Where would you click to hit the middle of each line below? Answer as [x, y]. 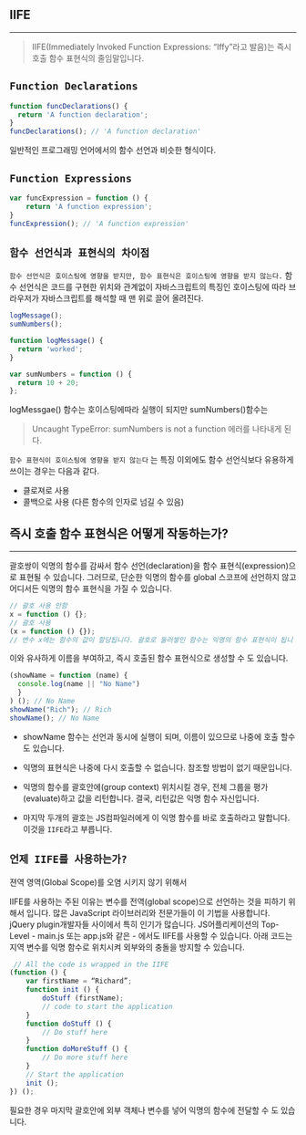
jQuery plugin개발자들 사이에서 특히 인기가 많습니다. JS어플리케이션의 [134, 924]
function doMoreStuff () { [77, 1049]
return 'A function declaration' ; [83, 115]
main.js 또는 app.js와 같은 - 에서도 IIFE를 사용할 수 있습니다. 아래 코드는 [165, 935]
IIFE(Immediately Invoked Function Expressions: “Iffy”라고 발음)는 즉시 [161, 47]
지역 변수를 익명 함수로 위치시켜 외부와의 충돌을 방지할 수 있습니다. [127, 947]
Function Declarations [74, 86]
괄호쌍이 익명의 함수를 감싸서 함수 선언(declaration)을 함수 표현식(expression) [149, 566]
